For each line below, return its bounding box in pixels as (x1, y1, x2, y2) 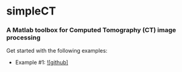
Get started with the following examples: (6, 47, 108, 54)
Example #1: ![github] (15, 59, 69, 66)
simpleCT (6, 4, 57, 18)
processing (6, 33, 41, 42)
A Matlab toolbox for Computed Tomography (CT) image (6, 26, 177, 34)
